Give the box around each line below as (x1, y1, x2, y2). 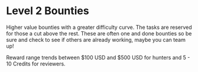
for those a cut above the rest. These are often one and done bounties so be (6, 30, 192, 37)
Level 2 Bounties (6, 4, 90, 18)
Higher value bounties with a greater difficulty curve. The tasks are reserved (6, 24, 192, 31)
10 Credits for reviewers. (6, 60, 66, 67)
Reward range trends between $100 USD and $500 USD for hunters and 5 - (6, 54, 190, 61)
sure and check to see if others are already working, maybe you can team (6, 36, 186, 43)
